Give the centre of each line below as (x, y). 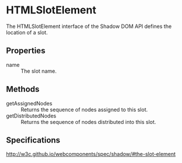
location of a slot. (27, 32)
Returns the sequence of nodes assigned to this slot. (84, 109)
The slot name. (39, 71)
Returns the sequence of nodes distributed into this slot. (88, 122)
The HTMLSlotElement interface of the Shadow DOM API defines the (89, 26)
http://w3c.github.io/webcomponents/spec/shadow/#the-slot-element (91, 154)
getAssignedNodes (29, 103)
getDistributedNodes (31, 116)
